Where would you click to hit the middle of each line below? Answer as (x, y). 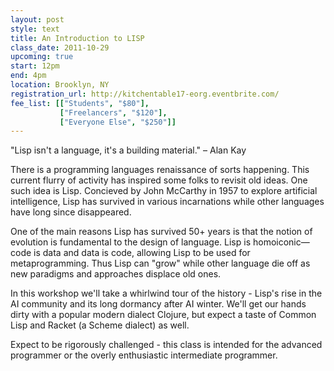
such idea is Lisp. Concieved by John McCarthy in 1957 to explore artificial (164, 191)
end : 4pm (28, 76)
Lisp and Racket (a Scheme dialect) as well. (100, 325)
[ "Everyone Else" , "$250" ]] (118, 122)
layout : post (37, 19)
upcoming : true (42, 57)
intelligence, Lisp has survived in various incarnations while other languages (167, 202)
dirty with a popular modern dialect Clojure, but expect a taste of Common (163, 315)
